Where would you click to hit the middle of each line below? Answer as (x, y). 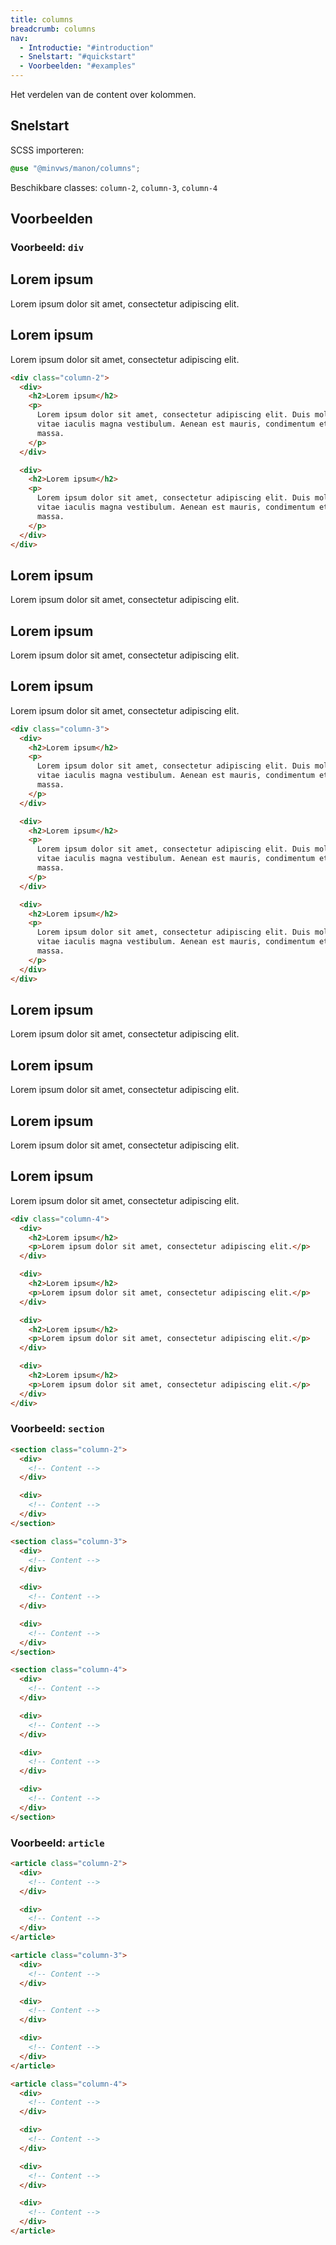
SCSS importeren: (47, 150)
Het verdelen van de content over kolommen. (103, 94)
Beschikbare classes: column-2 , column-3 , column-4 (114, 187)
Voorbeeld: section (57, 1429)
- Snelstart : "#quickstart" (78, 57)
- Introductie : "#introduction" (87, 47)
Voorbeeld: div (47, 247)
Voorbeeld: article (57, 1843)
